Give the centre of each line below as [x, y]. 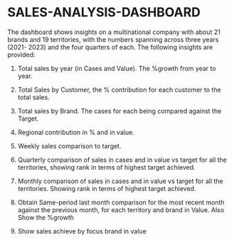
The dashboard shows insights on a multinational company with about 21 [114, 32]
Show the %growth [46, 217]
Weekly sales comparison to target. [69, 145]
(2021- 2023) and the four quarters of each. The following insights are [110, 47]
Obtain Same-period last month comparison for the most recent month [121, 202]
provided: [21, 55]
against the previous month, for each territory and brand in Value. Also [121, 209]
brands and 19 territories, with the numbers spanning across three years [113, 39]
